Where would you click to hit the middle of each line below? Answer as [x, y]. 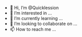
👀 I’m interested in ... [31, 13]
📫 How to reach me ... [33, 29]
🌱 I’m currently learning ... [36, 18]
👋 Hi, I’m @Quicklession [34, 8]
